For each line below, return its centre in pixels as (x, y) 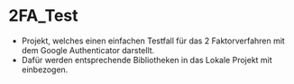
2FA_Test (43, 16)
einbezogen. (45, 70)
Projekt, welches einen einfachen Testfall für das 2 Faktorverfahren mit (153, 41)
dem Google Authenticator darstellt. (88, 50)
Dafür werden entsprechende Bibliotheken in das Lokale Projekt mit (147, 60)
